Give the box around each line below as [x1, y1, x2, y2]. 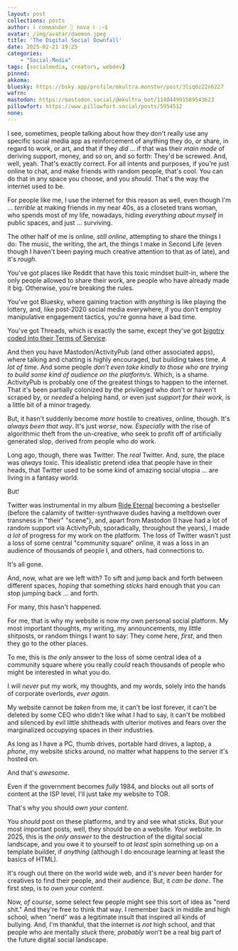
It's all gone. [7, 559, 44, 569]
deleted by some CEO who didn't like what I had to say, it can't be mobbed [7, 710, 226, 719]
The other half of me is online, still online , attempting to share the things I [7, 232, 222, 240]
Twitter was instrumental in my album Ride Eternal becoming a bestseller [7, 500, 220, 509]
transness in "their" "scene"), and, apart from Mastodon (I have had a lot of [7, 516, 228, 525]
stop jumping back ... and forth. [7, 589, 99, 597]
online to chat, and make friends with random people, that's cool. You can [7, 166, 224, 175]
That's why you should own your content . [7, 803, 129, 812]
